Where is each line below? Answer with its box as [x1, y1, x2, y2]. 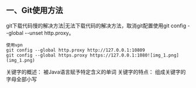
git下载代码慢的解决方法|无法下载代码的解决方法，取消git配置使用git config [6, 22, 187, 29]
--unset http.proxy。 [24, 29, 74, 36]
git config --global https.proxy [6, 52, 88, 58]
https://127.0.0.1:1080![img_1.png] [90, 52, 180, 58]
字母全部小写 [6, 75, 37, 83]
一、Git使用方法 [6, 5, 63, 16]
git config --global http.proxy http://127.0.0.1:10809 [6, 47, 145, 53]
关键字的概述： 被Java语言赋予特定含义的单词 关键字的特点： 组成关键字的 [6, 68, 186, 75]
